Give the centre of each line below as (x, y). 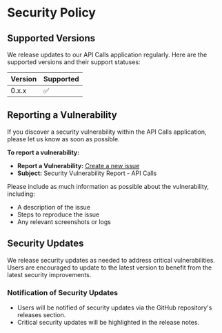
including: (21, 194)
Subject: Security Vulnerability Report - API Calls (87, 173)
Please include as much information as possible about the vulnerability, (108, 186)
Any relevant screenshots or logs (64, 221)
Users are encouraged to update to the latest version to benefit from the (110, 268)
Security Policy (52, 13)
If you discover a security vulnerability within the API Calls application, (107, 132)
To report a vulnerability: (43, 152)
